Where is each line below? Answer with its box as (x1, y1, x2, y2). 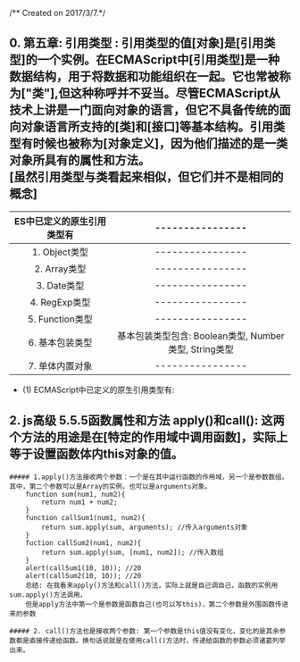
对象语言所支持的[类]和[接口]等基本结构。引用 (21, 120, 274, 135)
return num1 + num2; (41, 498, 118, 507)
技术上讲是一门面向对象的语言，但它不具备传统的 (9, 103, 279, 118)
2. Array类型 (34, 263, 87, 275)
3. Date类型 (36, 279, 85, 291)
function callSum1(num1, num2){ (25, 513, 146, 522)
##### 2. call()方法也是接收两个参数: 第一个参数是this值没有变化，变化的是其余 (9, 626, 279, 635)
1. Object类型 (31, 246, 89, 258)
